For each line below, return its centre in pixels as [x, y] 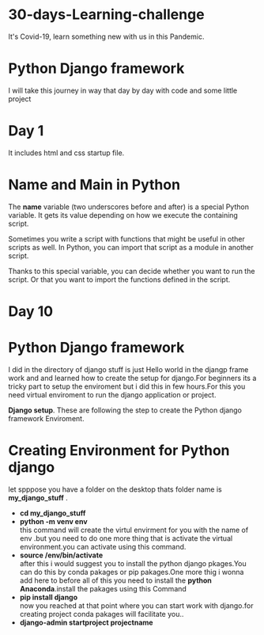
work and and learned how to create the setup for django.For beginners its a [132, 378]
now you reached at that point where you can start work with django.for [136, 605]
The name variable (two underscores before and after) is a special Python [128, 207]
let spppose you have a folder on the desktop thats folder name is [115, 489]
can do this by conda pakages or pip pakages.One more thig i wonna [132, 572]
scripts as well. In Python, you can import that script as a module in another [131, 247]
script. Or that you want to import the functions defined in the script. [119, 279]
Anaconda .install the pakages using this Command [103, 588]
